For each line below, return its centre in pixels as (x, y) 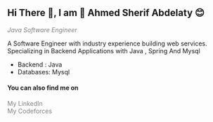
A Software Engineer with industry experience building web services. (107, 43)
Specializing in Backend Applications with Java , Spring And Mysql (104, 50)
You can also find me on (43, 88)
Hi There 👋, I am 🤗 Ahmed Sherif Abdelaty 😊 (106, 13)
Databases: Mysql (44, 72)
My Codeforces (30, 111)
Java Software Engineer (42, 29)
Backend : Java (40, 65)
